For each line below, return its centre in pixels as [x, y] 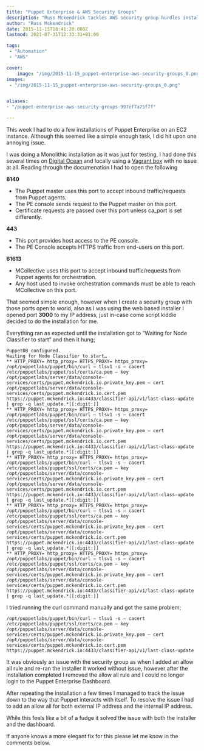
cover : [15, 68]
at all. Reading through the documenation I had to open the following [92, 167]
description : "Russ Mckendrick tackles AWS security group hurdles [93, 18]
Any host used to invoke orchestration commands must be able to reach [105, 283]
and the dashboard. [31, 724]
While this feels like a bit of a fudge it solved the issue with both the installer [101, 718]
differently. [29, 217]
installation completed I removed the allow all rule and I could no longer [95, 675]
